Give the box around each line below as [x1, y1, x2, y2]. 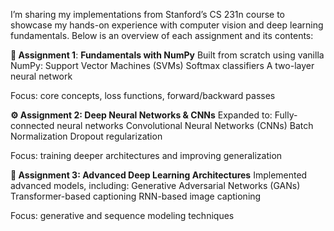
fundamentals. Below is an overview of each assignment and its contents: [10, 30, 314, 41]
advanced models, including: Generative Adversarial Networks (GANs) [10, 180, 301, 191]
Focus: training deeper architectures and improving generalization [10, 150, 283, 161]
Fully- [274, 109, 298, 121]
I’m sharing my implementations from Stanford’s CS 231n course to [10, 9, 286, 20]
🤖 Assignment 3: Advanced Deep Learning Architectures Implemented [10, 169, 308, 181]
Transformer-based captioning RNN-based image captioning [10, 190, 262, 202]
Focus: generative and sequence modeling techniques [10, 210, 235, 221]
